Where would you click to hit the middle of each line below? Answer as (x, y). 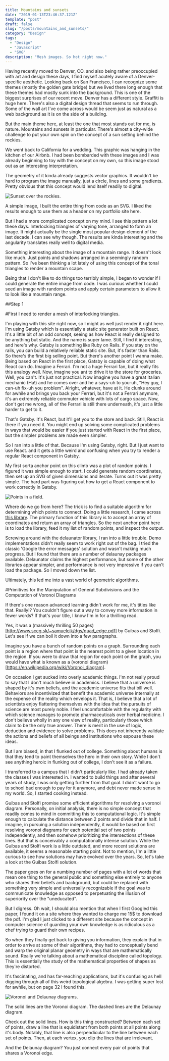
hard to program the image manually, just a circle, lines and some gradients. (84, 181)
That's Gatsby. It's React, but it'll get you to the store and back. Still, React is (84, 419)
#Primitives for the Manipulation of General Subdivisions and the (72, 590)
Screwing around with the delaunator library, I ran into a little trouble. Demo (83, 538)
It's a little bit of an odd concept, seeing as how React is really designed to (82, 334)
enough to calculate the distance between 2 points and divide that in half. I (83, 819)
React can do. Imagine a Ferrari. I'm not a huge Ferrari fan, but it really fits (82, 367)
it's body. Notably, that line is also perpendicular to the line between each (81, 1033)
